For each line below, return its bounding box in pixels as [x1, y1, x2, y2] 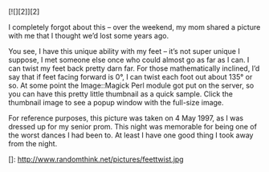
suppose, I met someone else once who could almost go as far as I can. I [8, 55, 250, 64]
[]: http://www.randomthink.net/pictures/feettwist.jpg [8, 154, 184, 164]
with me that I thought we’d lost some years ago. [8, 31, 169, 40]
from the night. [8, 139, 58, 148]
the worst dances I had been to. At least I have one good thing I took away [8, 130, 254, 140]
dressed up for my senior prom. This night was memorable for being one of [8, 122, 257, 131]
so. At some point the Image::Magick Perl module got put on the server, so [8, 80, 255, 90]
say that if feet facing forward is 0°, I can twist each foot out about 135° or [8, 72, 253, 81]
